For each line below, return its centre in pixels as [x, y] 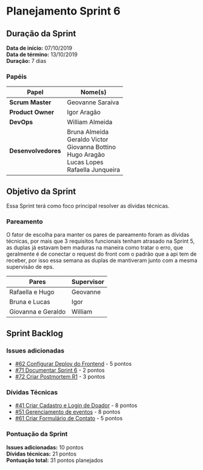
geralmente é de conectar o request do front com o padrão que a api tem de [101, 254]
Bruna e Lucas [30, 302]
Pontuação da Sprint [37, 434]
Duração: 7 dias [26, 61]
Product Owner [32, 112]
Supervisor [88, 282]
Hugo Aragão [86, 154]
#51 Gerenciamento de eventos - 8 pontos [68, 412]
